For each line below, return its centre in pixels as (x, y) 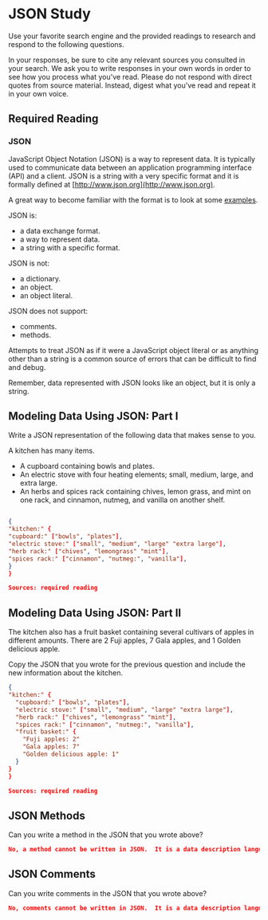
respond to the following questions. (67, 44)
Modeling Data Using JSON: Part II (95, 613)
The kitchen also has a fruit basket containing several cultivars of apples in (131, 632)
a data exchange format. (60, 230)
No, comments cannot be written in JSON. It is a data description (124, 908)
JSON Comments (52, 874)
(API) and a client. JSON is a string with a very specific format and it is (124, 175)
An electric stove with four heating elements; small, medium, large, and (136, 474)
